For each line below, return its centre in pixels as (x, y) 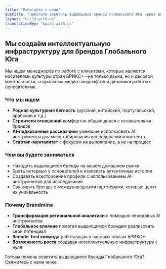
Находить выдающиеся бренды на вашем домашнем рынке (76, 165)
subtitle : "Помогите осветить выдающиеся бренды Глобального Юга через (80, 14)
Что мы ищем (22, 100)
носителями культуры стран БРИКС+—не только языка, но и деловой (79, 76)
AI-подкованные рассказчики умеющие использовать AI (74, 131)
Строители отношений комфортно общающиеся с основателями (82, 121)
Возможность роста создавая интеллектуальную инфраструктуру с (85, 242)
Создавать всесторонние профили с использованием (69, 176)
